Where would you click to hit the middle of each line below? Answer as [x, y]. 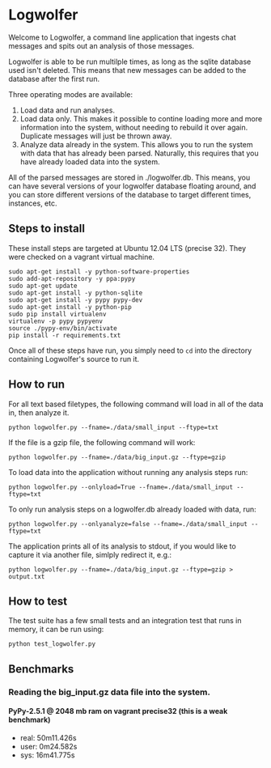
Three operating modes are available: [71, 94]
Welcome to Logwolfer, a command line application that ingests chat [122, 37]
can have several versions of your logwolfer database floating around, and [132, 186]
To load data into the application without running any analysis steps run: [128, 472]
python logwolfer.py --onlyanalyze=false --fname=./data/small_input [128, 524]
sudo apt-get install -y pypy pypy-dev [76, 300]
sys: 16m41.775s [47, 755]
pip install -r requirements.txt [65, 335]
